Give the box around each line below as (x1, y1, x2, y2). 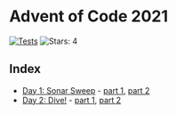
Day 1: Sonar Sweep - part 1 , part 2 (21, 85, 150, 95)
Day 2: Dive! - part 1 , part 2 (21, 94, 122, 105)
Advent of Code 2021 (9, 6, 169, 27)
